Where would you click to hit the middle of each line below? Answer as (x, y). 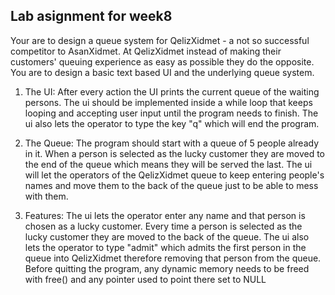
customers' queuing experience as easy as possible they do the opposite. (162, 61)
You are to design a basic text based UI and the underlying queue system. (162, 72)
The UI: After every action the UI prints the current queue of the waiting (172, 91)
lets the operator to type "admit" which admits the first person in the (165, 247)
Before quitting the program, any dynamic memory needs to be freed (167, 268)
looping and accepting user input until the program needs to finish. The (171, 113)
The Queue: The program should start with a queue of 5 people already (171, 143)
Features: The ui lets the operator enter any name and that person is (165, 215)
